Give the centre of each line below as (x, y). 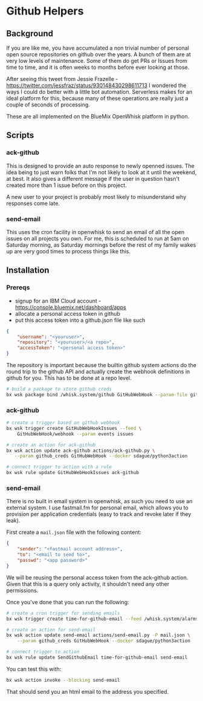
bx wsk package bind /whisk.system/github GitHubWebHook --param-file (97, 394)
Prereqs (18, 287)
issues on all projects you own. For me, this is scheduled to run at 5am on (98, 238)
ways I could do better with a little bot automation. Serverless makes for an (99, 92)
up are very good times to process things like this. (69, 251)
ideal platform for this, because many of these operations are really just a (97, 98)
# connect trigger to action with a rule (59, 467)
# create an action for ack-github (51, 445)
